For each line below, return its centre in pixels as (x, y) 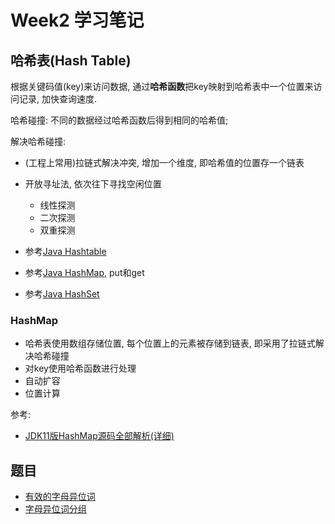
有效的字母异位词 (60, 497)
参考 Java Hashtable (65, 251)
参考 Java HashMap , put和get (84, 272)
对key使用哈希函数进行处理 (80, 368)
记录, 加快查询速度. (58, 99)
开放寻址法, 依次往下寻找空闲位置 (93, 184)
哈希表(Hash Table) (71, 60)
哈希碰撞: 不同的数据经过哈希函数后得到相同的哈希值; (119, 120)
